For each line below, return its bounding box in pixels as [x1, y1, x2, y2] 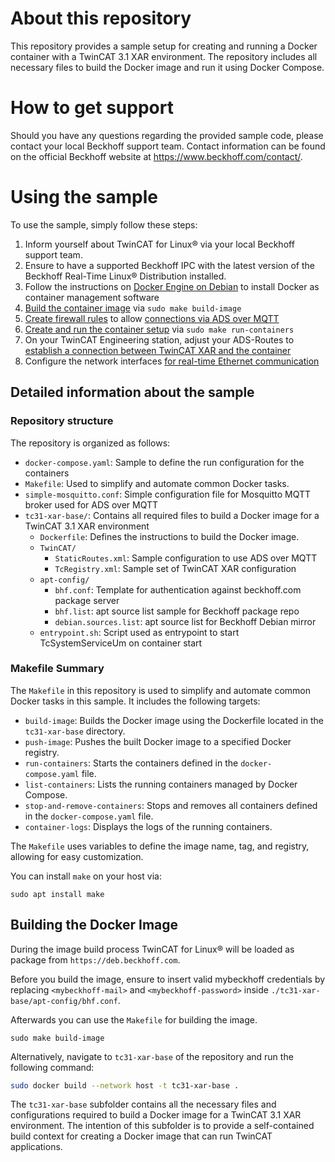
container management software [24, 291, 160, 303]
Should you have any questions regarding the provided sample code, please [10, 129, 324, 141]
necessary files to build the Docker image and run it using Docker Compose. [10, 61, 325, 73]
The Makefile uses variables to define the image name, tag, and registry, [10, 840, 310, 852]
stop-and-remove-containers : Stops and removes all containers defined [24, 799, 318, 811]
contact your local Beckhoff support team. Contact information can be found [10, 140, 326, 152]
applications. [10, 1141, 63, 1153]
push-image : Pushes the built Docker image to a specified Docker [24, 735, 292, 747]
